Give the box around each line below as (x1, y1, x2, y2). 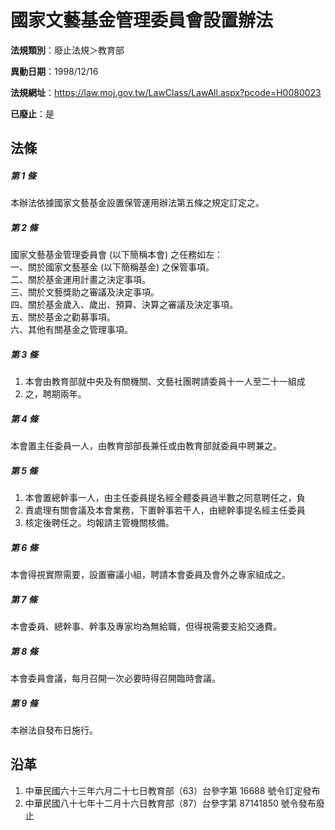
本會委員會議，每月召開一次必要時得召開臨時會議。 (10, 672, 221, 685)
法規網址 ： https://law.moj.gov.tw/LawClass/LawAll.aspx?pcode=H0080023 (10, 86, 322, 98)
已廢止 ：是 (10, 107, 55, 120)
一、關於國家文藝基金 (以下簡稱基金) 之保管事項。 (10, 261, 215, 273)
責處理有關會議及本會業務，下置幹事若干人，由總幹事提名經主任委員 (24, 504, 306, 516)
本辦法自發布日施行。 (10, 724, 98, 736)
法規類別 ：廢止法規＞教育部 (10, 44, 125, 56)
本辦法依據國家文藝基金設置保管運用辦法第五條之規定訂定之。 (10, 197, 265, 209)
